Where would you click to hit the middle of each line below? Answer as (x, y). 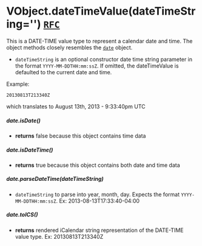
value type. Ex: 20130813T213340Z (59, 236)
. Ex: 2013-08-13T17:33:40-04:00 (98, 201)
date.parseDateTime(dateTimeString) (55, 179)
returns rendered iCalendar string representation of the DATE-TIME (99, 230)
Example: (18, 84)
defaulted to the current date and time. (63, 72)
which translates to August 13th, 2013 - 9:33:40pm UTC (76, 106)
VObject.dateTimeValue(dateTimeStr (101, 11)
